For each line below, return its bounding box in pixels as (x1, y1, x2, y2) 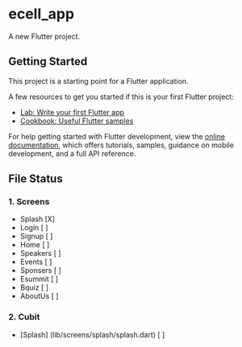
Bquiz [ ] (19, 283, 49, 292)
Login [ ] (19, 223, 48, 233)
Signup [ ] (19, 231, 53, 242)
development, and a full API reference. (8, 148, 136, 158)
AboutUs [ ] (19, 291, 59, 301)
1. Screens (8, 196, 50, 208)
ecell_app (8, 5, 75, 23)
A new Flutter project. (8, 31, 81, 41)
